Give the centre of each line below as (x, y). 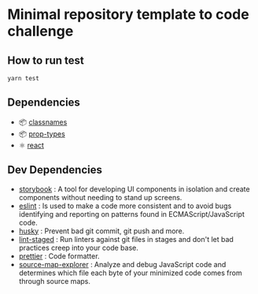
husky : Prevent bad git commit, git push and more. (101, 231)
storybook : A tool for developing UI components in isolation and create (134, 189)
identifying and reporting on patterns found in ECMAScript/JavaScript (132, 214)
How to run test (46, 60)
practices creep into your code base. (78, 247)
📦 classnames (43, 122)
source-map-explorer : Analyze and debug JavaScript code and (122, 264)
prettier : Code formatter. (59, 256)
